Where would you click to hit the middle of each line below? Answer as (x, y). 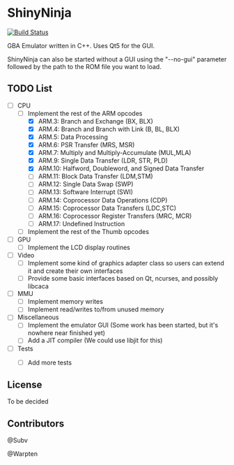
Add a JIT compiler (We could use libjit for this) (95, 341)
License (25, 385)
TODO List (30, 89)
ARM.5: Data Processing (73, 137)
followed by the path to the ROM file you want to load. (84, 66)
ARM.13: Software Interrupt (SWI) (86, 192)
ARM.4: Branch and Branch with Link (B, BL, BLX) (109, 129)
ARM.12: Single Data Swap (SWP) (86, 184)
